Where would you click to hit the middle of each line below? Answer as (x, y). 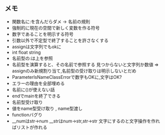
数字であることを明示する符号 (42, 34)
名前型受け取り (27, 102)
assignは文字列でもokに (36, 47)
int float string (26, 52)
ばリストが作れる (29, 127)
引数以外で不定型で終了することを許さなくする (60, 40)
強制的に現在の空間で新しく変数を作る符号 (56, 28)
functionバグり (27, 114)
